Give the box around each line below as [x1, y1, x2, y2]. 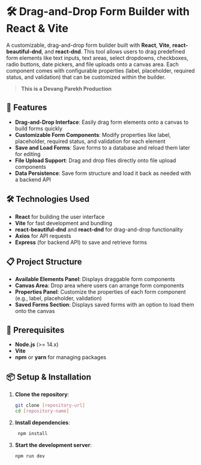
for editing [14, 150, 41, 157]
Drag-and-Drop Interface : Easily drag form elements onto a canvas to [14, 118, 189, 126]
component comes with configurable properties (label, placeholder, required [6, 67, 195, 74]
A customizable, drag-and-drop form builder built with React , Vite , [6, 41, 171, 49]
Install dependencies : [14, 419, 70, 426]
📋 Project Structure [6, 257, 82, 267]
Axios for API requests [14, 232, 71, 239]
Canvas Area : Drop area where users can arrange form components [14, 282, 184, 289]
